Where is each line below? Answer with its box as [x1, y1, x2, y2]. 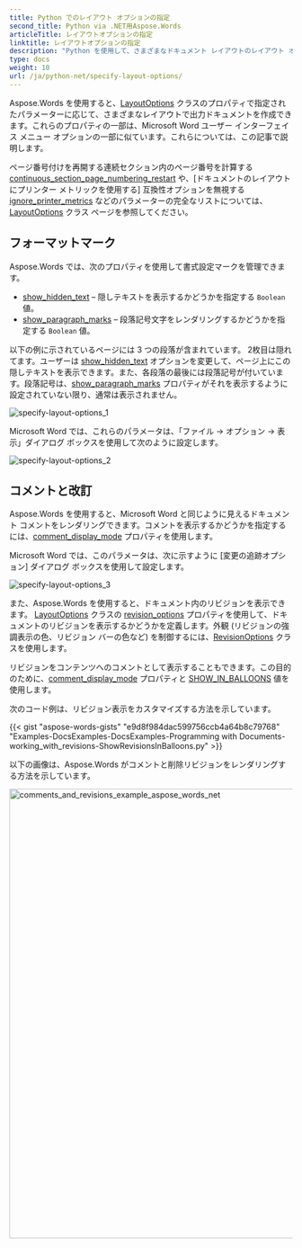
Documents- [239, 731, 286, 742]
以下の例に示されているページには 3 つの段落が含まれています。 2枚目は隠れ [9, 343, 292, 355]
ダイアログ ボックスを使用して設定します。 [30, 561, 189, 572]
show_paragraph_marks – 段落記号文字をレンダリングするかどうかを [22, 314, 278, 325]
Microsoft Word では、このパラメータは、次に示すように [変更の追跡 [9, 550, 263, 561]
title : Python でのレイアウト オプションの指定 [9, 13, 171, 22]
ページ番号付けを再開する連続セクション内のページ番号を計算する [9, 161, 253, 172]
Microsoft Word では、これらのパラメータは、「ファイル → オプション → [9, 425, 276, 436]
